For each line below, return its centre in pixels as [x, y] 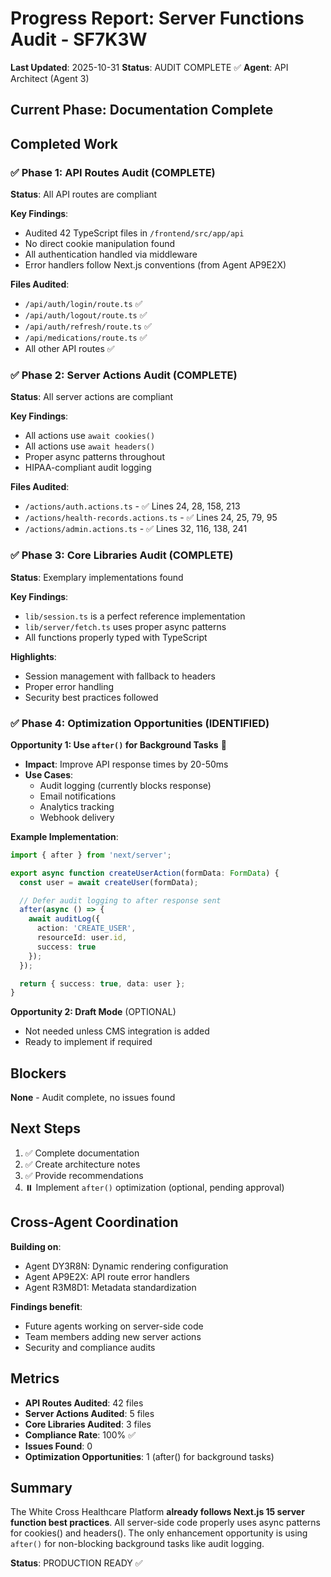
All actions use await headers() [90, 446]
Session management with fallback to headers [120, 676]
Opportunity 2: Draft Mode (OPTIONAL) [93, 1012]
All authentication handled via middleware [111, 254]
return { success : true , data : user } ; [102, 983]
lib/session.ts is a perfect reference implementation [135, 616]
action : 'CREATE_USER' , [86, 928]
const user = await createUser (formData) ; [109, 882]
